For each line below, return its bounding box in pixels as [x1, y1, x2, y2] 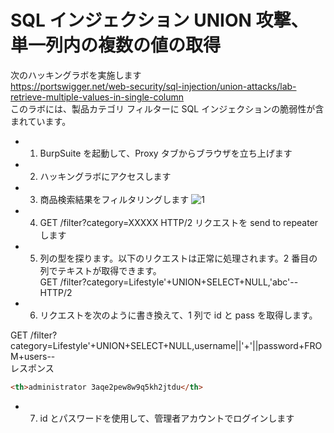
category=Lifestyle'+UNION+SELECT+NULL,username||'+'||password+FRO [10, 339, 323, 351]
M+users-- [10, 350, 56, 362]
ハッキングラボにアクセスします [39, 170, 172, 182]
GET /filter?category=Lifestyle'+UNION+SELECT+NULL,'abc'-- [39, 276, 299, 288]
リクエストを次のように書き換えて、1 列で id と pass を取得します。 [39, 309, 318, 321]
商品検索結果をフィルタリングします [39, 193, 190, 205]
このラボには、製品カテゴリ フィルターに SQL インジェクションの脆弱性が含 [10, 102, 325, 115]
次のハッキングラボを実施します [10, 69, 142, 81]
